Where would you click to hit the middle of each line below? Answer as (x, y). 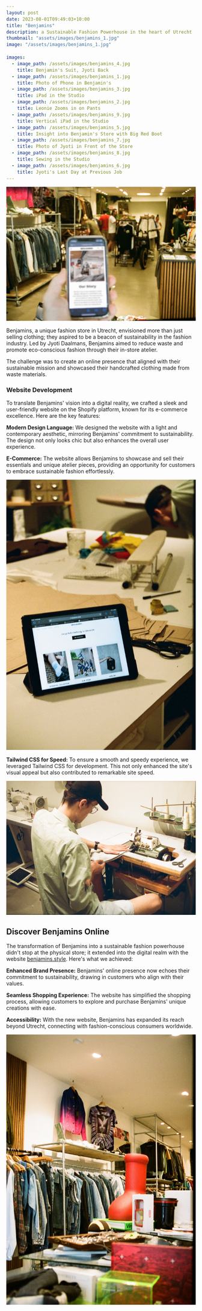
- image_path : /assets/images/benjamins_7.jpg (71, 140)
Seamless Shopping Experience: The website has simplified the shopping (99, 995)
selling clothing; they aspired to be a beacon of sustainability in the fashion (99, 337)
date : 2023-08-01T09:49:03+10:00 (48, 19)
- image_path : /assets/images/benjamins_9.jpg (71, 115)
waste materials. (26, 374)
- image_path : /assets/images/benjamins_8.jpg (71, 153)
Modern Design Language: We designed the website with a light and (92, 428)
